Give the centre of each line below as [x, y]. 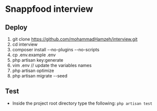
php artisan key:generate [38, 60]
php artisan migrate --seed [40, 76]
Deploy [16, 27]
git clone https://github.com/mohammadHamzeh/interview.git [75, 39]
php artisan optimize [33, 71]
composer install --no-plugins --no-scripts [56, 50]
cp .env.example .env [34, 55]
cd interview [25, 44]
